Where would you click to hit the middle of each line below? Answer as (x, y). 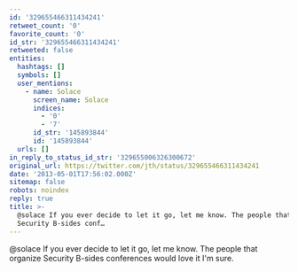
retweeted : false (41, 51)
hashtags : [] (41, 67)
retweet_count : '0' (45, 26)
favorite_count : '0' (47, 34)
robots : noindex (39, 190)
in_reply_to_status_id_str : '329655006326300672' (103, 157)
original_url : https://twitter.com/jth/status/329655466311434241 (134, 166)
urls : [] (33, 149)
